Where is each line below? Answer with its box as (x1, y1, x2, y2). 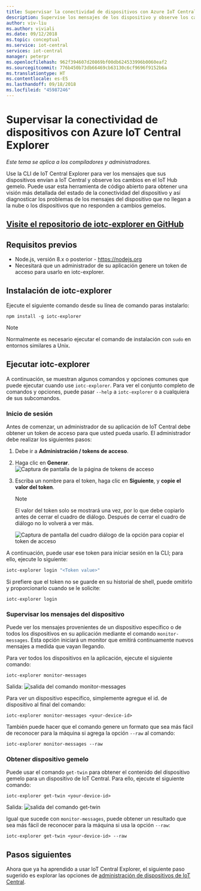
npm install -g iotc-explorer (6, 313, 82, 319)
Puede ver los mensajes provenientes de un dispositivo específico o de (6, 624, 182, 631)
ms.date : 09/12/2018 (6, 31, 58, 37)
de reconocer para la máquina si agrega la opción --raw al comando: (6, 729, 175, 737)
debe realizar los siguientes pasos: (6, 436, 92, 443)
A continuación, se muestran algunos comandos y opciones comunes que (6, 375, 189, 382)
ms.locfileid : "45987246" (6, 87, 71, 93)
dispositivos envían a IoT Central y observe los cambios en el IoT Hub (6, 176, 178, 183)
